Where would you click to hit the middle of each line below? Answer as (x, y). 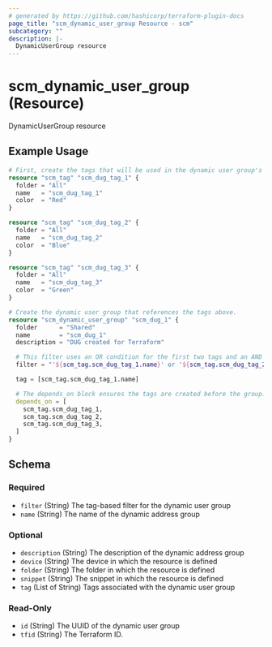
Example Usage (49, 151)
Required (27, 488)
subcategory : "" (36, 31)
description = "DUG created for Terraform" (90, 343)
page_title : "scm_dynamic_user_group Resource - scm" (101, 24)
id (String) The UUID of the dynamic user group (100, 626)
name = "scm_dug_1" (61, 335)
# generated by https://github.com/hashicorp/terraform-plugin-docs (126, 16)
